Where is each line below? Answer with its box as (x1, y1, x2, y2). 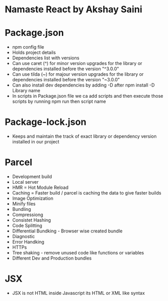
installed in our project (12, 139, 60, 145)
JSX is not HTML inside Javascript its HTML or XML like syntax (12, 290, 145, 296)
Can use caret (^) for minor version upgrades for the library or (12, 60, 142, 67)
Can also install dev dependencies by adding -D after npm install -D (12, 82, 155, 88)
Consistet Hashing (12, 217, 52, 223)
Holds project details (12, 50, 56, 56)
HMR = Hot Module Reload (12, 184, 69, 190)
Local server (12, 179, 39, 185)
